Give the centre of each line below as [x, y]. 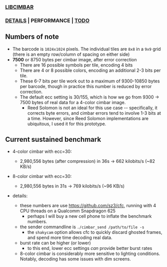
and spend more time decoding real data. [70, 238]
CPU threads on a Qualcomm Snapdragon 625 [68, 211]
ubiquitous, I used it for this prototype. [67, 124]
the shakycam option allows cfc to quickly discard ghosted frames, [95, 232]
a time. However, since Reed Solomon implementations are [88, 118]
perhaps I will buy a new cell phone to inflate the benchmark [89, 216]
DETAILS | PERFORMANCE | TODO [47, 20]
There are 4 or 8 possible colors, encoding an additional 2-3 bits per [90, 70]
